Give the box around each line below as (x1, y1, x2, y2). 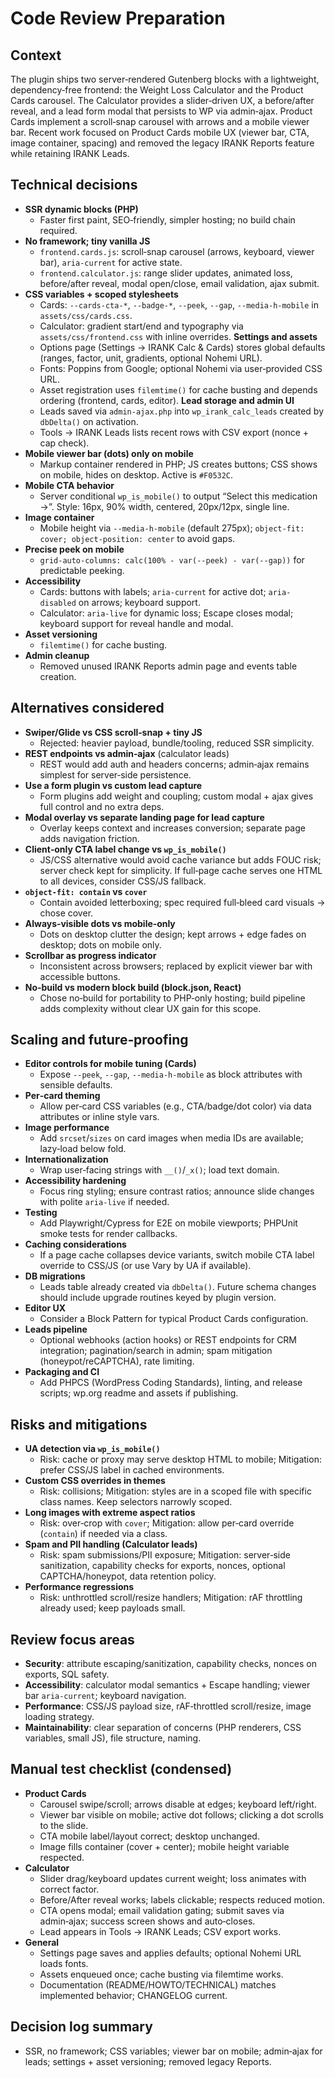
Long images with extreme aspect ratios (24, 1507, 196, 1519)
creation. (39, 670, 77, 682)
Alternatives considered (10, 700, 165, 717)
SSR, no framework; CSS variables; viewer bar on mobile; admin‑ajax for (24, 2045, 323, 2057)
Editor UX (24, 1302, 67, 1314)
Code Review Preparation (10, 7, 226, 30)
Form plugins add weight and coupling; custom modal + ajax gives (39, 790, 314, 802)
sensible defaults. (39, 1079, 113, 1091)
